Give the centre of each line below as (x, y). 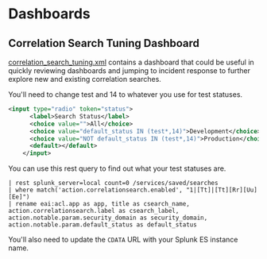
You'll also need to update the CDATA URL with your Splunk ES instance (123, 240)
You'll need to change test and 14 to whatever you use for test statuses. (126, 95)
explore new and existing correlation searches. (85, 79)
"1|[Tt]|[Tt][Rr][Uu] (222, 190)
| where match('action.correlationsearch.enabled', (95, 190)
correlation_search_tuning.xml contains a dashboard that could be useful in (131, 62)
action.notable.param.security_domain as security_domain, (108, 218)
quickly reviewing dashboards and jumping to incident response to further (129, 71)
